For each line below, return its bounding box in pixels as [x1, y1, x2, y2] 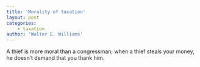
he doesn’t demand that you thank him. [6, 54, 105, 62]
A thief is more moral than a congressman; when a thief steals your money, [6, 48, 195, 55]
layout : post [6, 14, 40, 21]
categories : [6, 20, 37, 26]
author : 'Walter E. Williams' [6, 31, 84, 37]
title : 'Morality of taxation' [6, 8, 86, 15]
